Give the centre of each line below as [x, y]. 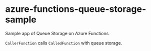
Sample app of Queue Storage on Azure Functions [57, 33]
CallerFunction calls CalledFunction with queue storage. [64, 43]
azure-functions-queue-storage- [76, 9]
